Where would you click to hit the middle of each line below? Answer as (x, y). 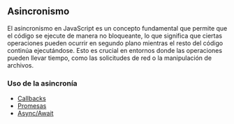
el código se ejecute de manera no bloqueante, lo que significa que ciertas (115, 36)
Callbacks (32, 99)
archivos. (20, 65)
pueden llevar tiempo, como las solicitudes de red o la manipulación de (109, 58)
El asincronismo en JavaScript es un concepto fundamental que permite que (117, 28)
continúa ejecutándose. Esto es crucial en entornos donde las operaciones (115, 50)
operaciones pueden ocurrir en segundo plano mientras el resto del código (115, 43)
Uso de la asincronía (43, 83)
